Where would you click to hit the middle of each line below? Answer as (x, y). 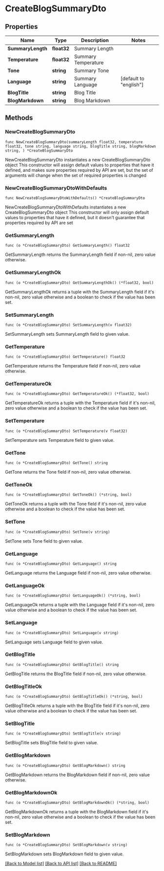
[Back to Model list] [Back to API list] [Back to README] (61, 864)
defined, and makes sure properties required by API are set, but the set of (79, 170)
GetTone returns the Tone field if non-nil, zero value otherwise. (68, 472)
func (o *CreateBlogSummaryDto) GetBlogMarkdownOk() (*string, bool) (77, 803)
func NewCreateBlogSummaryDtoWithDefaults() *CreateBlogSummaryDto (75, 198)
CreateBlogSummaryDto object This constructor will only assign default (77, 212)
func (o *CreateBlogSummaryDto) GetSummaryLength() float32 (68, 246)
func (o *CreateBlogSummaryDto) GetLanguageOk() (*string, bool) (73, 596)
